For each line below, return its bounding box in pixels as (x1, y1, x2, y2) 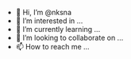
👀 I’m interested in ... (15, 16, 83, 26)
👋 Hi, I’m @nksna (15, 8, 72, 17)
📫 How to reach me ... (15, 42, 90, 51)
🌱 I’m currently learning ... (15, 25, 101, 33)
